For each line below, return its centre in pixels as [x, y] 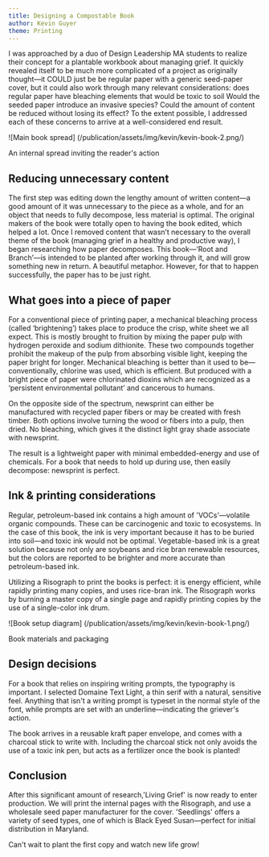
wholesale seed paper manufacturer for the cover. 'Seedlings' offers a [124, 812]
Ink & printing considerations [82, 496]
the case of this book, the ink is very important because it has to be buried [131, 532]
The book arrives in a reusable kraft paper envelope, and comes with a [125, 733]
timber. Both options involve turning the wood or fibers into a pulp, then [126, 420]
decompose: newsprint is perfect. [64, 470]
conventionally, [33, 371]
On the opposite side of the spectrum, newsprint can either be [111, 404]
